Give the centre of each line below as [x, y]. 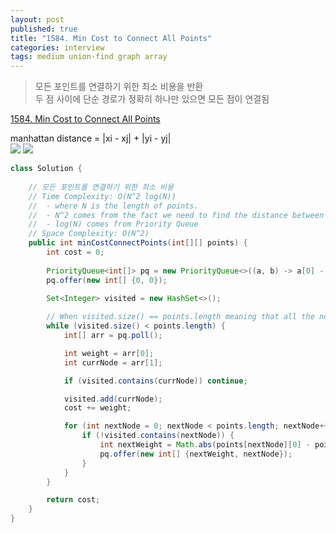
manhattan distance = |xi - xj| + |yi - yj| [91, 138]
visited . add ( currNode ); [113, 399]
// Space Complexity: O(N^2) [89, 234]
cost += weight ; [97, 408]
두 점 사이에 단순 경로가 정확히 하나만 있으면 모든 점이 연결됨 [152, 99]
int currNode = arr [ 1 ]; [113, 362]
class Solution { [46, 169]
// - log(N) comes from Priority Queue [113, 224]
